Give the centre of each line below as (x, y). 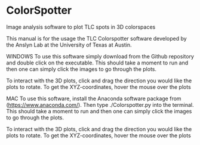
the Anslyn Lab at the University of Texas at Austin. (69, 45)
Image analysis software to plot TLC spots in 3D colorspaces (81, 27)
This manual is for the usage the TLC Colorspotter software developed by (96, 38)
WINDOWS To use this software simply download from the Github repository (100, 56)
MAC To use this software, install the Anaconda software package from (94, 98)
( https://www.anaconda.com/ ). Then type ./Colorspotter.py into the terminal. (100, 104)
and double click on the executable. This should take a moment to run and (97, 63)
